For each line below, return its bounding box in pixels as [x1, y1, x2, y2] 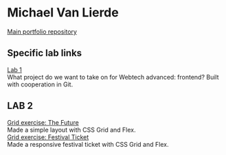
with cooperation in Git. [7, 80, 74, 88]
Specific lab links [7, 47, 82, 59]
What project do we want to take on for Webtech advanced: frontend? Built [7, 73, 219, 81]
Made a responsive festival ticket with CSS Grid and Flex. [7, 140, 169, 148]
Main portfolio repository [7, 27, 78, 36]
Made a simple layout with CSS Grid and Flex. [7, 126, 136, 134]
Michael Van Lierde [7, 5, 119, 21]
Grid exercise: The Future [7, 118, 79, 126]
